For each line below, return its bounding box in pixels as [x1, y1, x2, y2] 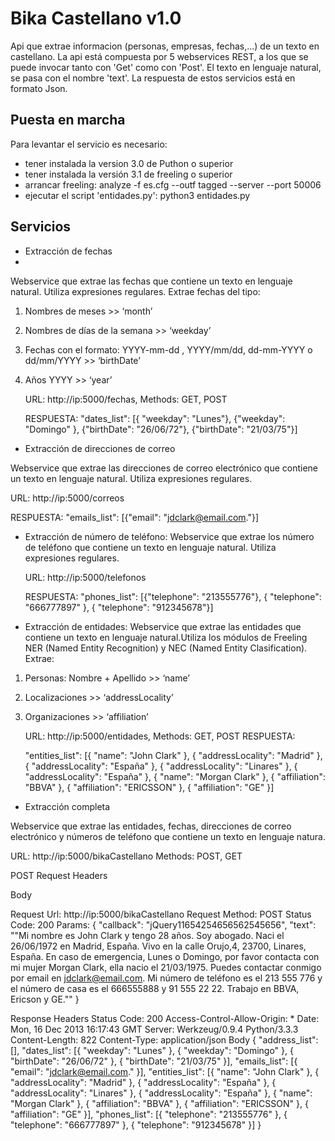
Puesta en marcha [10, 112, 126, 129]
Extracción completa [24, 800, 111, 812]
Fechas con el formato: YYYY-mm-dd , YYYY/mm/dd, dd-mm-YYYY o [24, 343, 313, 356]
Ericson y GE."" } [10, 993, 80, 1005]
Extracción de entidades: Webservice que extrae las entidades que [24, 620, 302, 632]
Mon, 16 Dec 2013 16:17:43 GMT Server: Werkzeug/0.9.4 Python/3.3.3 [10, 1023, 299, 1035]
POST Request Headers [10, 869, 108, 881]
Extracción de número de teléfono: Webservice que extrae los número [24, 530, 315, 542]
